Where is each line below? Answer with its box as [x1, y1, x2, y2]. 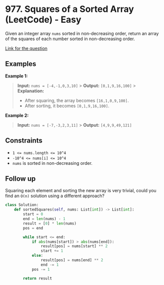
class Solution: [5, 203, 39, 208]
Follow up [5, 174, 36, 183]
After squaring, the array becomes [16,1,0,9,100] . [24, 97, 129, 103]
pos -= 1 [31, 267, 50, 272]
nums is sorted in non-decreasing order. [12, 160, 93, 166]
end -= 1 [40, 262, 59, 267]
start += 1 [40, 248, 64, 254]
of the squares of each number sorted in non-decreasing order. [5, 36, 135, 42]
